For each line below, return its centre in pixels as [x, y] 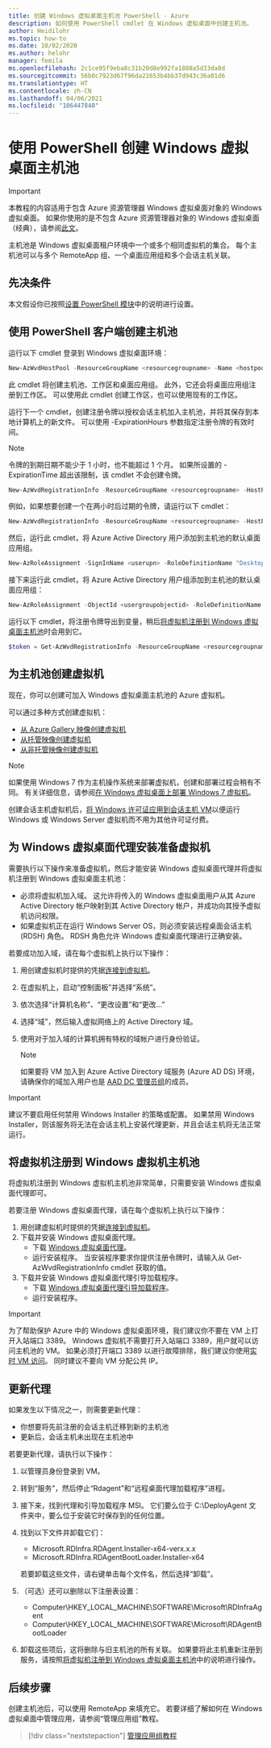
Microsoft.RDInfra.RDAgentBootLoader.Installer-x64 [118, 1558]
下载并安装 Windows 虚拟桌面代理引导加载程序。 [101, 1278]
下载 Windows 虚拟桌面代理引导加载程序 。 [102, 1288]
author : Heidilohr [39, 31]
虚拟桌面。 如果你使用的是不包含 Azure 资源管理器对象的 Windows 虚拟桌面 [134, 218]
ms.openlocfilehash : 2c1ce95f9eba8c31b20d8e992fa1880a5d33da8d [117, 69]
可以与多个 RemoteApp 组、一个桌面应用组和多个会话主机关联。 [129, 256]
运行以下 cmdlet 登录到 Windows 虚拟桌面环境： [89, 352]
